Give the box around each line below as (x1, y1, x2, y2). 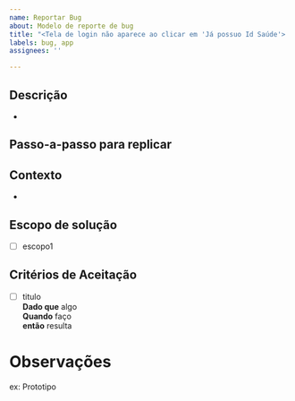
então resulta (21, 320, 72, 331)
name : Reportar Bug (9, 13, 82, 22)
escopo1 (21, 241, 54, 252)
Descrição (9, 87, 68, 103)
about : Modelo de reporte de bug (9, 21, 134, 30)
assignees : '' (9, 47, 63, 55)
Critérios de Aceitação (9, 268, 137, 283)
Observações (9, 352, 112, 372)
